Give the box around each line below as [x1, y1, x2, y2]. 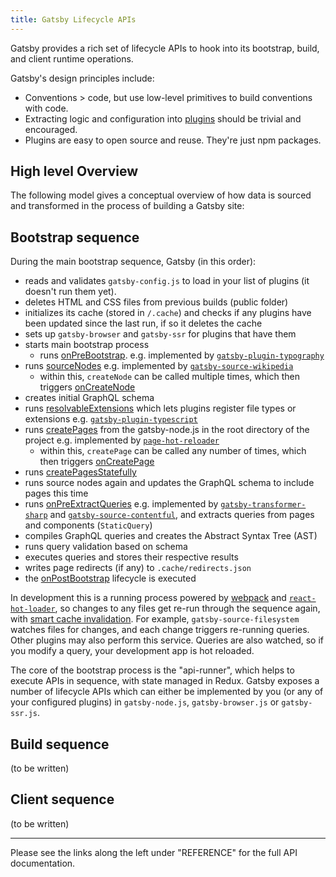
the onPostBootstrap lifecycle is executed [24, 572, 197, 585]
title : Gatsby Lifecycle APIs [10, 14, 137, 25]
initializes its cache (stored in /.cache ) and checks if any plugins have [24, 307, 312, 319]
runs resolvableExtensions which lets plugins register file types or [24, 402, 297, 415]
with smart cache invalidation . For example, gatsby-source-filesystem [10, 613, 300, 625]
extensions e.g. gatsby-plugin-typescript [24, 413, 198, 425]
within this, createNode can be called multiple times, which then [39, 371, 300, 383]
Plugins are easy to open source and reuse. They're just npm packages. [24, 134, 322, 146]
